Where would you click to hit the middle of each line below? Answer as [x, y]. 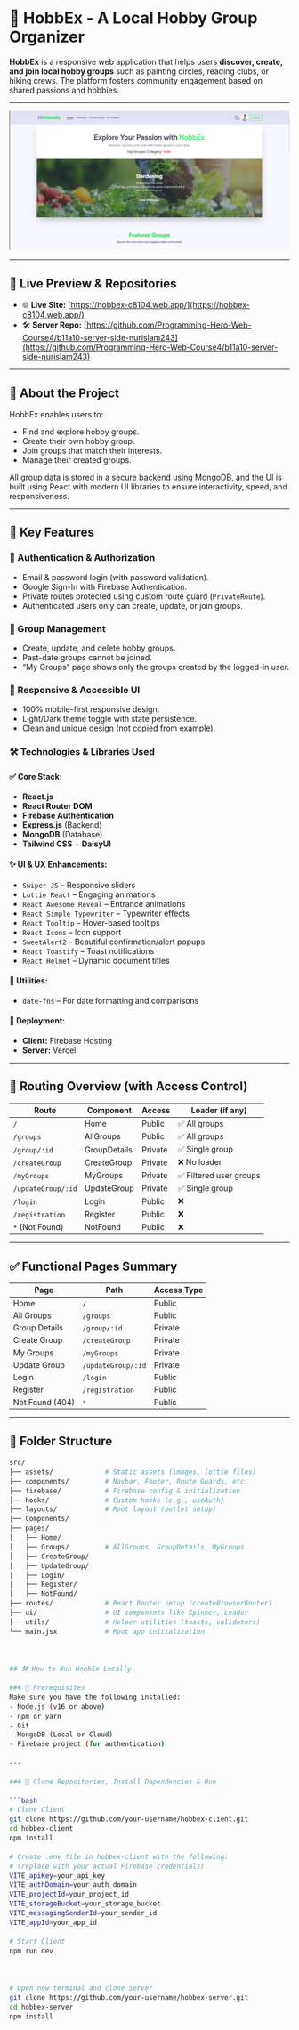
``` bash [24, 1800]
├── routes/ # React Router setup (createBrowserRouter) [141, 1604]
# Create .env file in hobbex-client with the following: [119, 1856]
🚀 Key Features [52, 533]
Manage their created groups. [77, 460]
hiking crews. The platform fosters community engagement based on [136, 80]
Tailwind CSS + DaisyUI [66, 844]
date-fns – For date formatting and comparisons [110, 1000]
